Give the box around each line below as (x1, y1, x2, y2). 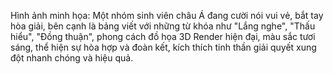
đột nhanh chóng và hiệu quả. (10, 52, 134, 64)
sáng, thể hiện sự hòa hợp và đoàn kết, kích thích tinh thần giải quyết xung (10, 41, 317, 53)
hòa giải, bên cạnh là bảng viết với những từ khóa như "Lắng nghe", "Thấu (10, 20, 316, 32)
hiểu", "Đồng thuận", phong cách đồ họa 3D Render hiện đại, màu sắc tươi (10, 31, 316, 42)
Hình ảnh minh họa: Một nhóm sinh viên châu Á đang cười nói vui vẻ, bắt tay (10, 10, 324, 21)
